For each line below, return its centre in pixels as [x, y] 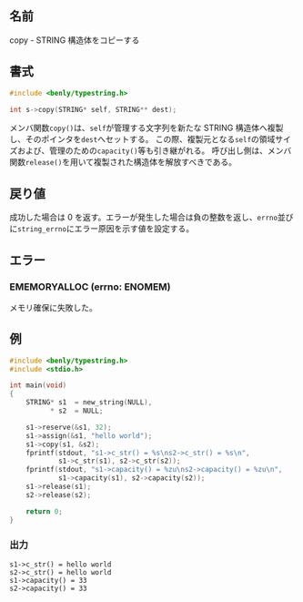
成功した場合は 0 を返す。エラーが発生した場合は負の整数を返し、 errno [144, 218]
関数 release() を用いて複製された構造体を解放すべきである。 [123, 162]
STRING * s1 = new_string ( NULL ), [89, 403]
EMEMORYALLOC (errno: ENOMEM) [90, 287]
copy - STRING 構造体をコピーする [75, 40]
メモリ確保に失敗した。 [53, 307]
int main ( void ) [38, 385]
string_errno [42, 230]
